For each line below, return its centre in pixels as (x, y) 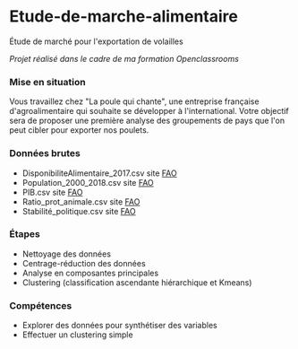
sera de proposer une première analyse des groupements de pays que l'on (147, 121)
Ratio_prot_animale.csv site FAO (81, 201)
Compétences (41, 305)
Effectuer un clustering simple (77, 335)
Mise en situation (48, 82)
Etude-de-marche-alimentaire (124, 17)
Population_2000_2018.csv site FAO (88, 182)
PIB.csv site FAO (52, 192)
